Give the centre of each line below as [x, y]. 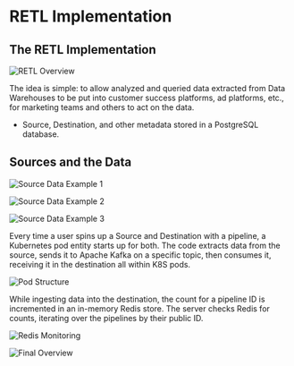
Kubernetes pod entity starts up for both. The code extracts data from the [145, 245]
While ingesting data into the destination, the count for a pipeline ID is [137, 299]
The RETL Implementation [83, 50]
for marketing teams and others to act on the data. [102, 107]
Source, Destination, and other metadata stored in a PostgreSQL [140, 124]
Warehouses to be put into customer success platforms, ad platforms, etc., [147, 98]
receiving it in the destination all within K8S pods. [100, 264]
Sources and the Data [71, 162]
